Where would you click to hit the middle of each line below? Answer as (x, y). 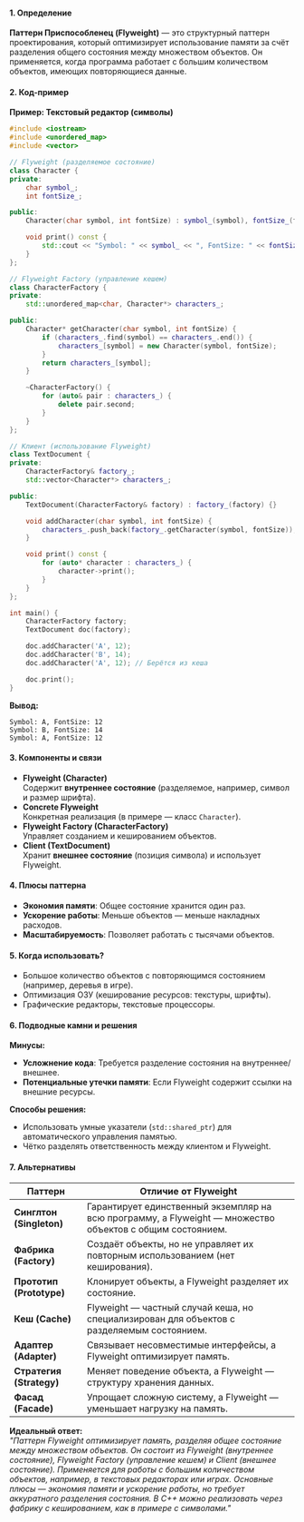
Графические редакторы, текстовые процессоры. (119, 1005)
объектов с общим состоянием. (157, 1229)
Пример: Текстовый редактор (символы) (91, 113)
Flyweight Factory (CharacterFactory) (95, 826)
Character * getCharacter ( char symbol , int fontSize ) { (131, 329)
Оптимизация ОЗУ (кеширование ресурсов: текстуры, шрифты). (147, 995)
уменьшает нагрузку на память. (157, 1409)
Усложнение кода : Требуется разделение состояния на (132, 1063)
